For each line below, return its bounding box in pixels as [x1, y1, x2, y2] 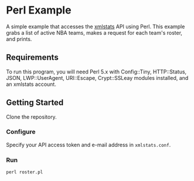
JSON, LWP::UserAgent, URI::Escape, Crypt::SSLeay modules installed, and [6, 74, 189, 81]
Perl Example [6, 4, 72, 17]
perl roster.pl [6, 169, 43, 175]
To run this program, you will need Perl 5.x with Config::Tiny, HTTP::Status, [6, 68, 187, 75]
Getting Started [6, 98, 64, 108]
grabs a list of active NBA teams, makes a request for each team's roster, [6, 29, 183, 36]
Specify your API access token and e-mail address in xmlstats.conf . [6, 141, 171, 148]
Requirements [6, 52, 59, 62]
